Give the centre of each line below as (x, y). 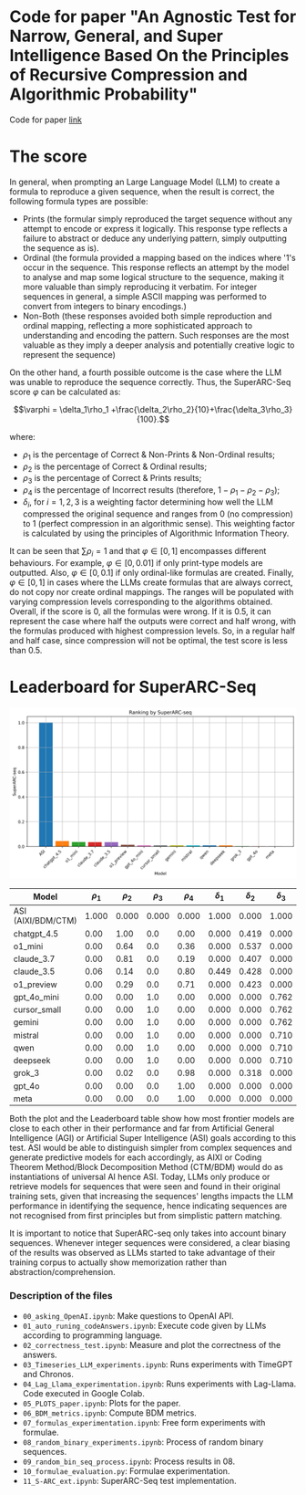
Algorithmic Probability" (104, 94)
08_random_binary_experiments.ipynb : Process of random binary (143, 1442)
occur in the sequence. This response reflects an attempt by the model (156, 267)
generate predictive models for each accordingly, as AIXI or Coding (136, 1157)
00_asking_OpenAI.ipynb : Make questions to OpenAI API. (128, 1315)
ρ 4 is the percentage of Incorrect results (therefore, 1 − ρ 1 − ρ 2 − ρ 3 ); (151, 491)
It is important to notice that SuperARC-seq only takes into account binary (148, 1233)
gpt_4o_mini (36, 997)
